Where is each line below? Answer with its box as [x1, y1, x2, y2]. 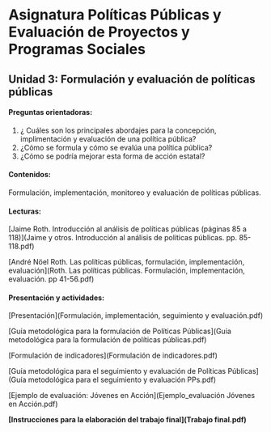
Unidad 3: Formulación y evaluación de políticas [8, 72, 256, 86]
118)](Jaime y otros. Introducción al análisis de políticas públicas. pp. [8, 233, 237, 243]
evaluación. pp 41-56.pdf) [8, 274, 95, 284]
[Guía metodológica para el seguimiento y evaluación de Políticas [8, 366, 227, 376]
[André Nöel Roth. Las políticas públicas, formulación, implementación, [8, 257, 245, 267]
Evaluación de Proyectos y [8, 23, 190, 41]
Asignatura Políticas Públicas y [8, 6, 222, 24]
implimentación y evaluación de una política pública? [19, 133, 197, 143]
